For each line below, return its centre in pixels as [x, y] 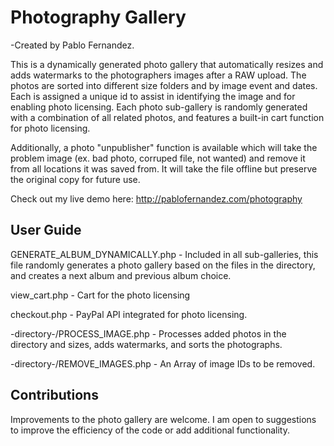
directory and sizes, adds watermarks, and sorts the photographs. [146, 344]
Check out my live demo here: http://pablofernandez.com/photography [156, 198]
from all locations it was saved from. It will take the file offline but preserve [164, 168]
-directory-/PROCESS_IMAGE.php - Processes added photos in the [148, 333]
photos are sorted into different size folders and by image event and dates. [164, 85]
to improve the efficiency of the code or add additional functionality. [150, 430]
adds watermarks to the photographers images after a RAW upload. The [158, 75]
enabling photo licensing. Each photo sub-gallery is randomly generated [159, 107]
